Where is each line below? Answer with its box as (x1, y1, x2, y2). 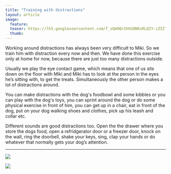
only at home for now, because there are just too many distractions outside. (5, 56, 164, 61)
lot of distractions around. (5, 82, 60, 88)
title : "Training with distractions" (5, 7, 85, 13)
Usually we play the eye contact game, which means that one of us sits (5, 65, 154, 72)
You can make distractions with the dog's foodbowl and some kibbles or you (5, 92, 165, 97)
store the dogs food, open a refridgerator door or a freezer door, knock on (5, 128, 161, 134)
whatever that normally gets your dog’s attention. (5, 139, 108, 145)
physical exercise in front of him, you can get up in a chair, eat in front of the (5, 102, 165, 108)
